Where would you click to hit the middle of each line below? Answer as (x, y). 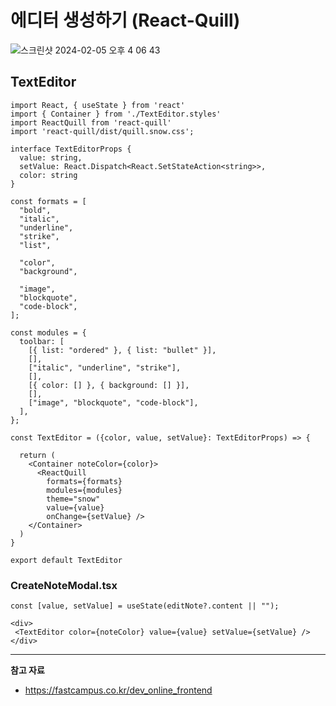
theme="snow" (73, 499)
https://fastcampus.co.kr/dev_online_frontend (118, 690)
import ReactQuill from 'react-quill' (91, 122)
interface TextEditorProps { (71, 149)
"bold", (35, 210)
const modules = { (48, 332)
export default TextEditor (66, 560)
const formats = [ (48, 201)
